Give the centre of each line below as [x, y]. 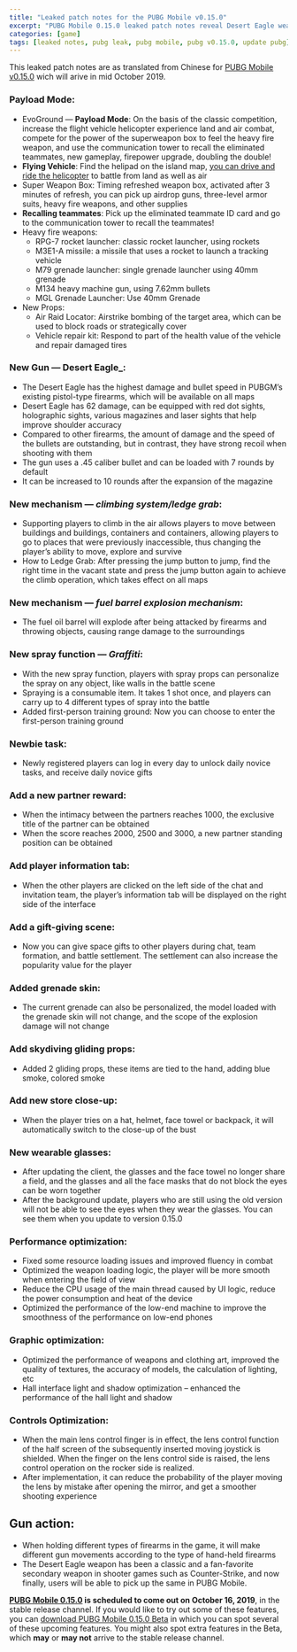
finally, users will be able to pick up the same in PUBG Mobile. [134, 1583]
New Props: [43, 307]
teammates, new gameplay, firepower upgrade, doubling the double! [147, 157]
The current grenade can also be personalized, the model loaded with [149, 1007]
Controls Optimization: [59, 1420]
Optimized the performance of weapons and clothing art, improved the [151, 1360]
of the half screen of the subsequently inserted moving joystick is [141, 1449]
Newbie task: [38, 743]
